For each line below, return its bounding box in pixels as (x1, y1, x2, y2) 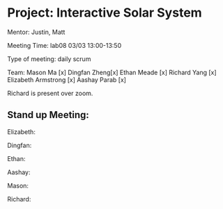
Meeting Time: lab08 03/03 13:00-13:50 (7, 41, 122, 49)
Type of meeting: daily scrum (7, 54, 91, 63)
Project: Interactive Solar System (7, 5, 202, 21)
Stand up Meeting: (7, 109, 89, 121)
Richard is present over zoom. (7, 89, 93, 97)
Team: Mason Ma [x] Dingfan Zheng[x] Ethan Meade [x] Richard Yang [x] (7, 68, 217, 76)
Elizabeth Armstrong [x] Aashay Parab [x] (7, 75, 127, 84)
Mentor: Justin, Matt (7, 28, 66, 36)
